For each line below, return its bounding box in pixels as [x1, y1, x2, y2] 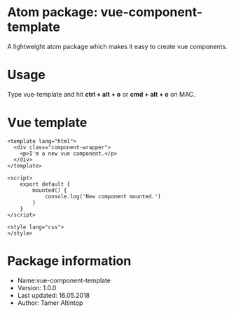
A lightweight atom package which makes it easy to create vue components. [7, 42, 228, 50]
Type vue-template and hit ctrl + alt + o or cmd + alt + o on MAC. [7, 90, 195, 98]
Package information [7, 253, 132, 268]
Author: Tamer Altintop [17, 299, 83, 307]
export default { [20, 180, 71, 188]
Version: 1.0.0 [17, 283, 57, 292]
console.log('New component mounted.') [44, 193, 161, 200]
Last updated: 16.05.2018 [17, 291, 90, 299]
